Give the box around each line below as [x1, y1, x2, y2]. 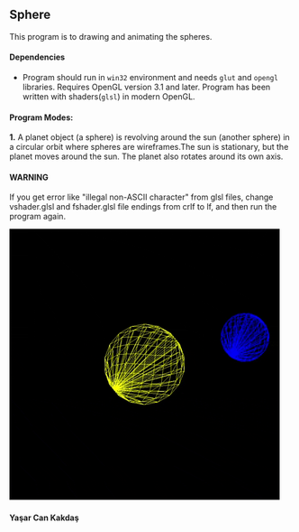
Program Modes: [9, 112, 74, 123]
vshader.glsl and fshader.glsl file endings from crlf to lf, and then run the [9, 201, 277, 212]
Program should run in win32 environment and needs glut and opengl [22, 72, 279, 83]
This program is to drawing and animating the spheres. [9, 31, 213, 42]
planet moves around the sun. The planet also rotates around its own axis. [9, 151, 284, 162]
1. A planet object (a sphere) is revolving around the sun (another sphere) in [9, 132, 290, 143]
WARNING [9, 172, 49, 182]
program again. [9, 211, 66, 222]
